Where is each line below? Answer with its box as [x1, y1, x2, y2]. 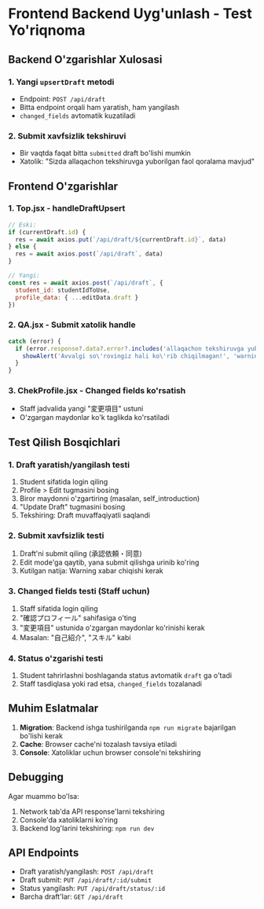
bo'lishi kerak [19, 731, 63, 740]
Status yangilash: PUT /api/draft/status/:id [19, 884, 166, 893]
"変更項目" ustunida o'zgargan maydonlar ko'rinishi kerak [19, 623, 206, 632]
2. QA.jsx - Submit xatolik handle [8, 319, 136, 330]
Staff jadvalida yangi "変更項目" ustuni [19, 404, 144, 414]
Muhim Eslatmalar [8, 701, 99, 716]
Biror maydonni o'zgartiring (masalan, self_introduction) [19, 494, 200, 503]
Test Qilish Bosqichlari [8, 436, 120, 449]
